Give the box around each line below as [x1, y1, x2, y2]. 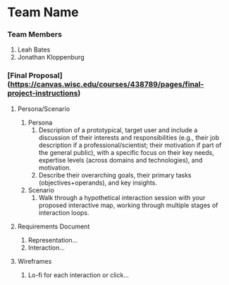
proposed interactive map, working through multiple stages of [38, 201, 218, 209]
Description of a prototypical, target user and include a [38, 125, 198, 134]
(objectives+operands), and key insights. [38, 178, 157, 187]
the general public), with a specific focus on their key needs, [38, 148, 215, 156]
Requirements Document [17, 222, 90, 231]
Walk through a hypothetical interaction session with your [38, 193, 206, 202]
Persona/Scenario [17, 104, 70, 113]
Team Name [7, 4, 79, 21]
